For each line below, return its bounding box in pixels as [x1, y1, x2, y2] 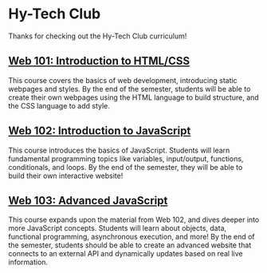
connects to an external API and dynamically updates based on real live [8, 249, 243, 259]
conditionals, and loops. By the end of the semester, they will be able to [8, 162, 243, 172]
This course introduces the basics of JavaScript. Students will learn [8, 145, 230, 155]
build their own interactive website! [8, 171, 124, 180]
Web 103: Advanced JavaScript [8, 193, 168, 208]
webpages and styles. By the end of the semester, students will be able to [8, 84, 251, 93]
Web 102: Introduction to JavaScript [8, 125, 191, 138]
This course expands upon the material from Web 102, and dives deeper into [8, 215, 260, 224]
